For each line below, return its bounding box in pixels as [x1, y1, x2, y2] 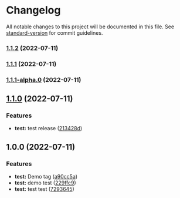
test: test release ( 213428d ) [14, 125, 83, 132]
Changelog [6, 4, 61, 17]
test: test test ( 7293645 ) [14, 186, 74, 193]
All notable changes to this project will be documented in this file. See [6, 23, 175, 30]
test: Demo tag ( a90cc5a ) [14, 173, 78, 180]
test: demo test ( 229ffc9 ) [14, 179, 76, 186]
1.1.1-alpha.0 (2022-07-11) [6, 75, 81, 84]
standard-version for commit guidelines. [6, 29, 103, 36]
